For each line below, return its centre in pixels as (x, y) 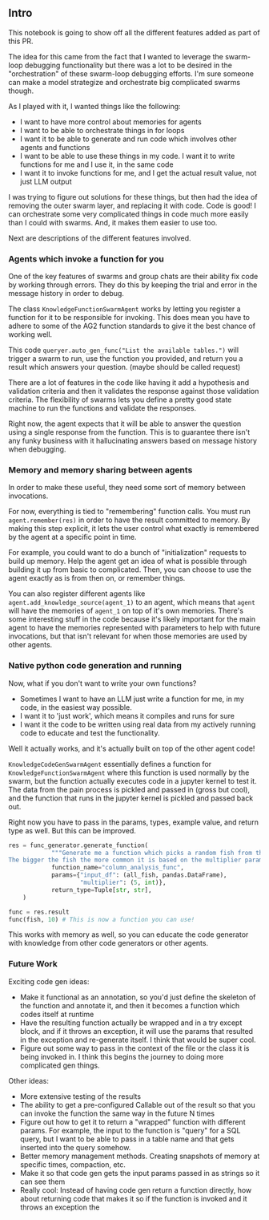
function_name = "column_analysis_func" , (117, 868)
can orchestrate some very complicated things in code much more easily (128, 214)
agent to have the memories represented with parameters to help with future (134, 628)
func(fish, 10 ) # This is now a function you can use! (102, 919)
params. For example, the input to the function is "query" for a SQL (130, 1130)
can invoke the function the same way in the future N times (117, 1113)
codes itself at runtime (57, 1014)
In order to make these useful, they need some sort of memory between (127, 488)
